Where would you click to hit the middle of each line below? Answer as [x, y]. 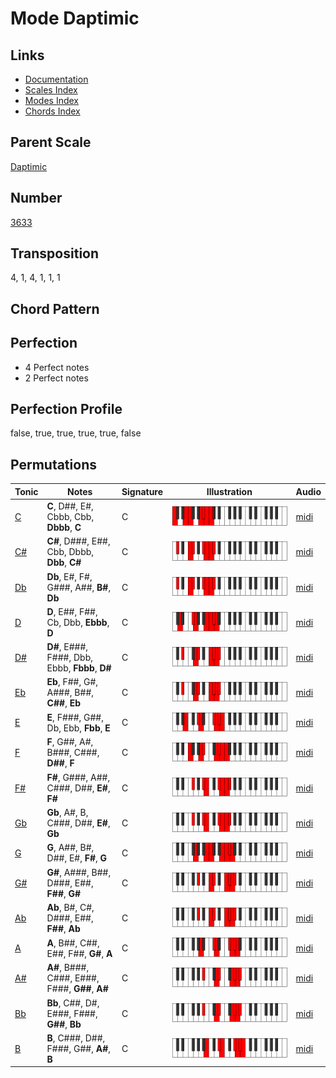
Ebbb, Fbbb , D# [79, 668]
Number [36, 198]
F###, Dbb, [69, 658]
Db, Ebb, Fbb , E [78, 728]
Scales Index [51, 90]
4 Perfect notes [57, 367]
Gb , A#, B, [67, 812]
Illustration [229, 491]
